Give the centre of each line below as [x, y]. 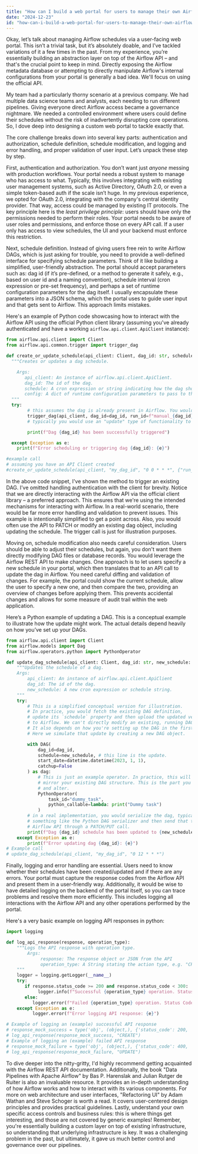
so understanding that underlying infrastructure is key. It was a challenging [97, 1132]
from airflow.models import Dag [46, 646]
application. [20, 606]
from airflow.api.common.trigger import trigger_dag [72, 345]
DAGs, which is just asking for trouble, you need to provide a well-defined [95, 255]
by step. [16, 157]
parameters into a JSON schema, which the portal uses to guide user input [97, 298]
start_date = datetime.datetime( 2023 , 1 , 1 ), [92, 761]
